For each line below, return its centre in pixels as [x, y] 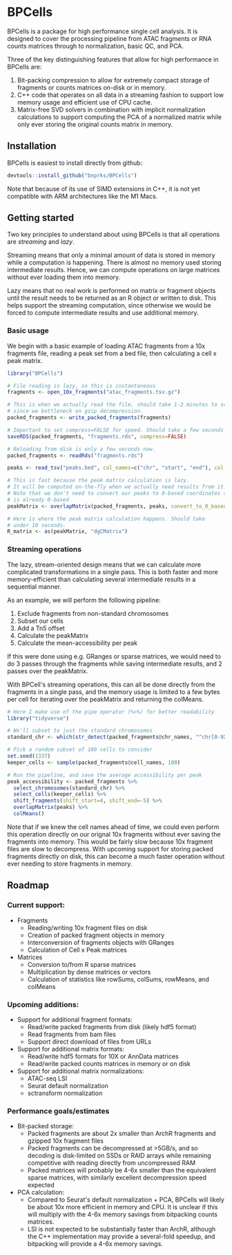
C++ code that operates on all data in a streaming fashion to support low [120, 95]
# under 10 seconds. [37, 525]
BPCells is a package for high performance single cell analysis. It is [103, 31]
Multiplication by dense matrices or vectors [89, 972]
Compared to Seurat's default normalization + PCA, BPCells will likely [126, 1200]
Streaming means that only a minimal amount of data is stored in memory [111, 255]
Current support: [36, 905]
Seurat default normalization [68, 1085]
